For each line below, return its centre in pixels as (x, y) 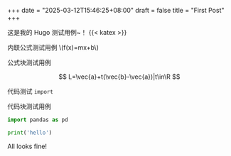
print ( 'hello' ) (30, 133)
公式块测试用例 (29, 62)
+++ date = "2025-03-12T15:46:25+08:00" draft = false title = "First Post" (116, 10)
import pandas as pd (38, 120)
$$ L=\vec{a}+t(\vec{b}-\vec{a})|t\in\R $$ (119, 77)
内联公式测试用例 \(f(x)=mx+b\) (53, 48)
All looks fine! (27, 146)
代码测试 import (30, 91)
